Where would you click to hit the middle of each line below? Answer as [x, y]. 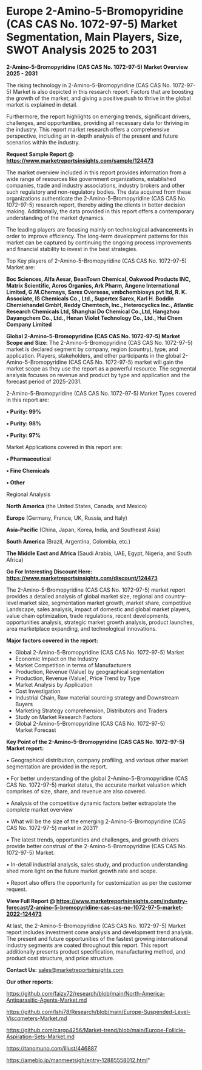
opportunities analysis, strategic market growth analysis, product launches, [100, 622]
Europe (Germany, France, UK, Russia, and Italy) [67, 518]
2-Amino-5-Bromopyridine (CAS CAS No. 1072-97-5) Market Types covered [101, 393]
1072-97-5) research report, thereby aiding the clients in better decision [96, 205]
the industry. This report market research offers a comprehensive [88, 129]
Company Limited [29, 324]
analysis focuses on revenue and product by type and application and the [98, 375]
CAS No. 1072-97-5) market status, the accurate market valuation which [96, 785]
